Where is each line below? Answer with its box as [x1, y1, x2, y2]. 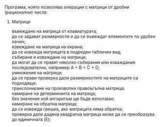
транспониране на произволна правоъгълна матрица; [11, 85, 125, 91]
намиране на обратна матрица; [11, 101, 78, 106]
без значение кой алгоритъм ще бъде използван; [11, 96, 115, 102]
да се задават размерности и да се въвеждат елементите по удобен [11, 34, 156, 39]
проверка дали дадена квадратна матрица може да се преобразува [11, 111, 155, 117]
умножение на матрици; [11, 70, 63, 75]
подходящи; [11, 80, 37, 86]
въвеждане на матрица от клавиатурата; [11, 28, 98, 34]
